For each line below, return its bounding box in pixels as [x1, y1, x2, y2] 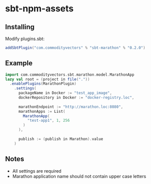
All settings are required [12, 168, 62, 174]
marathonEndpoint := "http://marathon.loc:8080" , [18, 104, 123, 109]
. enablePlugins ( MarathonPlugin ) [9, 81, 77, 87]
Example [5, 59, 33, 67]
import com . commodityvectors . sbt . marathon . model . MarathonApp [5, 72, 135, 77]
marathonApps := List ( [18, 109, 66, 114]
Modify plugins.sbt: [5, 36, 45, 42]
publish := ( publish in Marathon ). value [18, 137, 103, 141]
